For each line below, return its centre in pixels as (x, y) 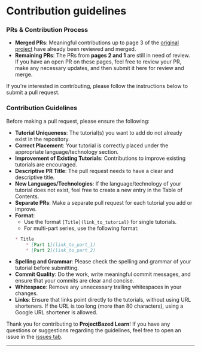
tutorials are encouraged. (46, 164)
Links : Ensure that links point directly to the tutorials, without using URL (103, 300)
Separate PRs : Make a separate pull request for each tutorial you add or (103, 202)
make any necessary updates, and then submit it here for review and (99, 68)
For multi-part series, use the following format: (81, 228)
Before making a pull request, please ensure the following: (78, 121)
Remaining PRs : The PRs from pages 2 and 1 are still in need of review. (102, 56)
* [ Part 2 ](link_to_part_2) (61, 250)
